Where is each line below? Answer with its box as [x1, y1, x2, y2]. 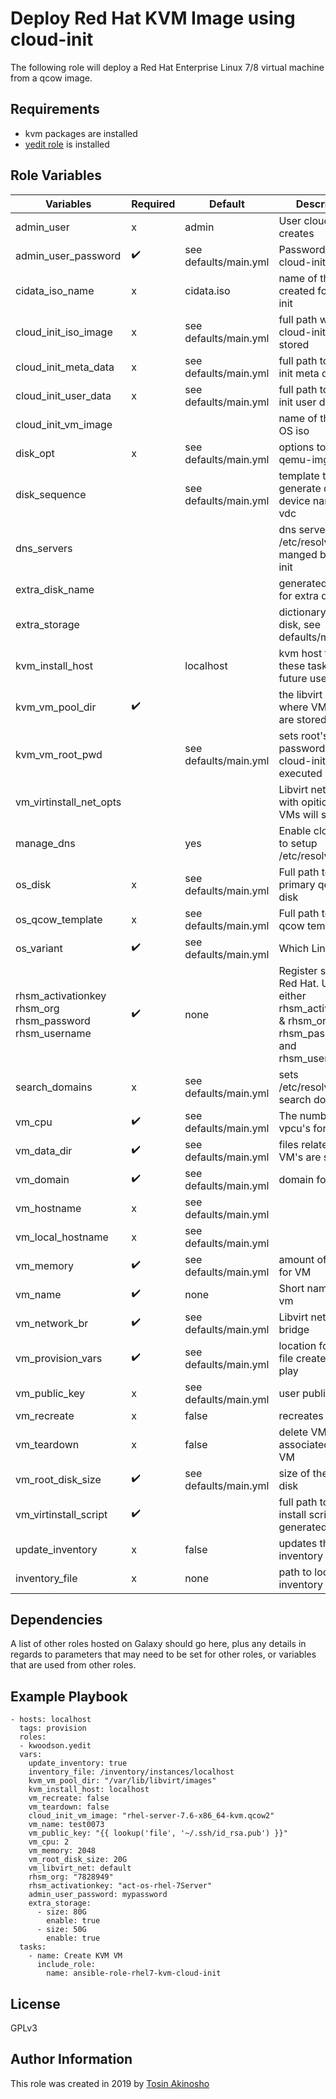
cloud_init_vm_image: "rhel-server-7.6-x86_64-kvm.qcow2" [28, 1811, 275, 1821]
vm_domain [15, 1172, 70, 1186]
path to [278, 1565, 313, 1579]
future [278, 671, 308, 685]
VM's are [278, 1150, 322, 1164]
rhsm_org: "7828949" [28, 1872, 114, 1882]
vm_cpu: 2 [28, 1837, 70, 1847]
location [278, 1338, 317, 1352]
